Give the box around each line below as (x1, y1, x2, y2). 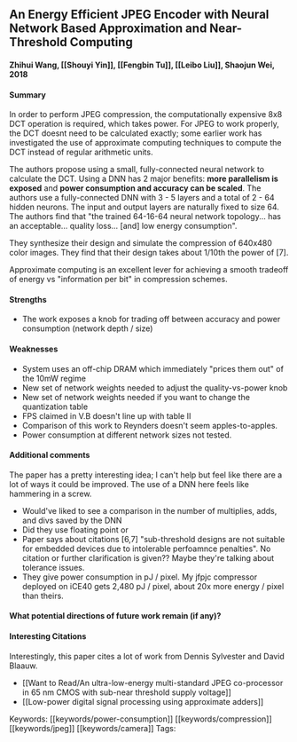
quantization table (21, 401, 89, 412)
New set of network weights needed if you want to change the (21, 391, 251, 402)
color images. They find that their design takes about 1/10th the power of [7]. (9, 248, 289, 258)
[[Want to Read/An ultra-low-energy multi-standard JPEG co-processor (21, 677, 284, 688)
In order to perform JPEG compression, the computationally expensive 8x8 (9, 109, 283, 120)
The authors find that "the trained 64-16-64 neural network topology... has (9, 211, 282, 222)
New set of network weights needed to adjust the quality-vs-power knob (21, 382, 288, 393)
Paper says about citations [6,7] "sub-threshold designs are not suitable (21, 533, 285, 544)
